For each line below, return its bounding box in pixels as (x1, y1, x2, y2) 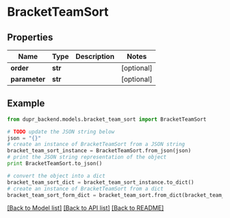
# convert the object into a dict (7, 172, 106, 179)
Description (75, 52, 115, 61)
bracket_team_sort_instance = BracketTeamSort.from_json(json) (7, 147, 192, 154)
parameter (10, 75, 46, 84)
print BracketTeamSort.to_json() (7, 160, 103, 167)
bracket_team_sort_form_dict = (7, 191, 97, 199)
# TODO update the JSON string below (7, 128, 115, 135)
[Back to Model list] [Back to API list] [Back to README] (7, 204, 164, 213)
